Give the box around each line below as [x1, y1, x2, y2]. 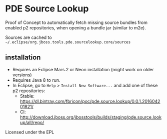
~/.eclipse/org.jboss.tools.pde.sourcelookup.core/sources [5, 39, 131, 45]
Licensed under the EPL [5, 129, 54, 135]
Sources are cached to [5, 34, 52, 40]
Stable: [19, 93, 35, 99]
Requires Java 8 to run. [12, 77, 61, 83]
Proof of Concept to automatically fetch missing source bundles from [5, 19, 147, 25]
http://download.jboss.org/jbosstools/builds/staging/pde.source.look [19, 114, 161, 120]
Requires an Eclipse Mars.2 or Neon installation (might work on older [12, 66, 154, 72]
